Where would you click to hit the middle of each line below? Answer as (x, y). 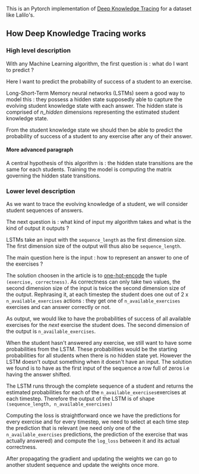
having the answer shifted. (39, 375)
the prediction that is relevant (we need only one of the (73, 428)
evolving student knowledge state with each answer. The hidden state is (94, 105)
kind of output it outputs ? (38, 228)
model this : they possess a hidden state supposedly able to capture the (94, 99)
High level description (39, 51)
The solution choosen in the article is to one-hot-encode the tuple (87, 276)
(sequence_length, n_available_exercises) (59, 404)
